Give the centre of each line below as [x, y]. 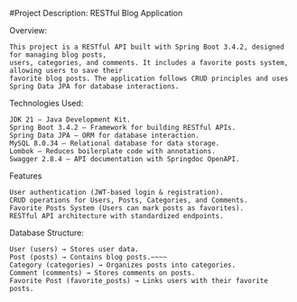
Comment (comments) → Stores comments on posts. [102, 273]
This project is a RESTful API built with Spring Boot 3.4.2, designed [147, 47]
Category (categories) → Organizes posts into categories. [123, 265]
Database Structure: [46, 233]
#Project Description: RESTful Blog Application [96, 13]
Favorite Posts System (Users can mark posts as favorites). [127, 208]
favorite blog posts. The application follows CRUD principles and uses [149, 78]
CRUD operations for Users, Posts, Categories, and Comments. [129, 200]
